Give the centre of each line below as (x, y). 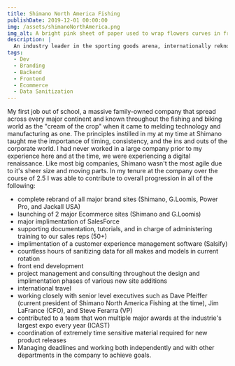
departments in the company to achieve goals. (84, 355)
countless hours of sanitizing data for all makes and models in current (118, 251)
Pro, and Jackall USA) (49, 207)
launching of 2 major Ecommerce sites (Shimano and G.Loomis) (109, 214)
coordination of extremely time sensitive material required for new (112, 333)
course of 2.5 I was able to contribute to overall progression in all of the (110, 178)
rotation (29, 258)
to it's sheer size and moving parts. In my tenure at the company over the (113, 171)
